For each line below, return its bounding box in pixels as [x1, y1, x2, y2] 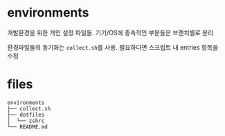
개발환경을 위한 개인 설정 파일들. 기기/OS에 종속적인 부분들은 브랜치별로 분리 [7, 28, 214, 37]
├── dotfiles [7, 111, 45, 118]
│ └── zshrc [7, 117, 45, 124]
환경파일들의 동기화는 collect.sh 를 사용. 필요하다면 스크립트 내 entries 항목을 [7, 43, 219, 51]
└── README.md [7, 123, 48, 130]
